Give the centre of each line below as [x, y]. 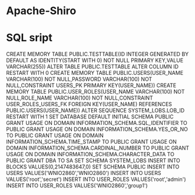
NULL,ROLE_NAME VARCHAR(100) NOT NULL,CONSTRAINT [80, 98]
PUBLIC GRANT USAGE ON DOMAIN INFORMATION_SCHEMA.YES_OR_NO [97, 129]
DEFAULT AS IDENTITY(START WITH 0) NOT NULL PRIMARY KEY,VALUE [95, 61]
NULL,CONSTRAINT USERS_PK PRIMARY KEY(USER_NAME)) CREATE [91, 85]
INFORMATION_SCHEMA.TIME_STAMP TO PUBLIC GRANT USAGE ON [91, 142]
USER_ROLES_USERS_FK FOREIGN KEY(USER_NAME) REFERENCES [89, 104]
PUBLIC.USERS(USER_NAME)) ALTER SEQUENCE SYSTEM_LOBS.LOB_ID [95, 111]
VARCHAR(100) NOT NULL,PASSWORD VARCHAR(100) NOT [79, 79]
